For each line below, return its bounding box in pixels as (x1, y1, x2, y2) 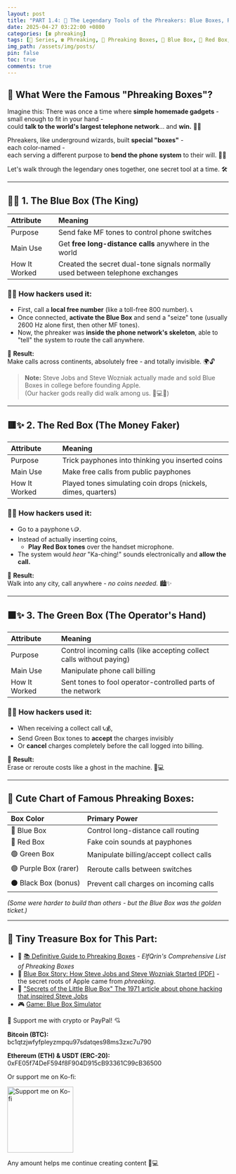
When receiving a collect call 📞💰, (17, 723, 113, 732)
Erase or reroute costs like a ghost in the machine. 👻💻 (7, 763, 165, 771)
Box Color (11, 813, 44, 823)
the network (60, 686, 101, 696)
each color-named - (7, 144, 65, 152)
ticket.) (7, 906, 28, 914)
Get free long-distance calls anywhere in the (58, 239, 210, 249)
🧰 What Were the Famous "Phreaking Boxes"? (7, 89, 213, 101)
